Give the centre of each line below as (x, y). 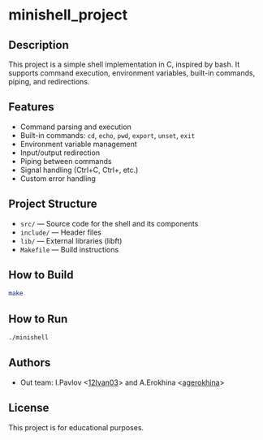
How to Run (38, 319)
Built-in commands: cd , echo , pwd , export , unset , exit (108, 135)
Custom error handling (58, 178)
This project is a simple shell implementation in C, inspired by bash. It (124, 64)
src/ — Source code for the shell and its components (109, 223)
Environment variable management (79, 144)
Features (31, 107)
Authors (30, 363)
